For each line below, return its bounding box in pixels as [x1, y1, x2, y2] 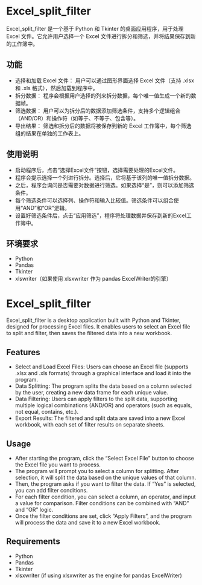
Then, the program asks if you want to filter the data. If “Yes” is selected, [14, 480, 196, 488]
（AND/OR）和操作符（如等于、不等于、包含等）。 [14, 114, 139, 122]
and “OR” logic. [14, 506, 54, 513]
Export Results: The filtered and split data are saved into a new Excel [14, 414, 186, 422]
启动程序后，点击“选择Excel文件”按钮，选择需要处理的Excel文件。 [14, 166, 179, 174]
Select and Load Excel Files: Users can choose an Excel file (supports [14, 363, 189, 370]
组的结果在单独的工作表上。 [14, 129, 84, 137]
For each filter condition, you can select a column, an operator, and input [14, 493, 196, 500]
